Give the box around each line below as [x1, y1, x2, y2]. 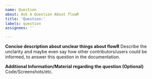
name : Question [5, 7, 37, 12]
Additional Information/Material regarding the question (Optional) [5, 64, 144, 70]
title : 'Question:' [5, 16, 46, 21]
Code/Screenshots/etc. [5, 69, 53, 75]
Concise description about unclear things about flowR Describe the [5, 43, 147, 49]
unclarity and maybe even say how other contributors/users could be [5, 49, 147, 55]
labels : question [5, 21, 41, 26]
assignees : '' [5, 26, 35, 31]
